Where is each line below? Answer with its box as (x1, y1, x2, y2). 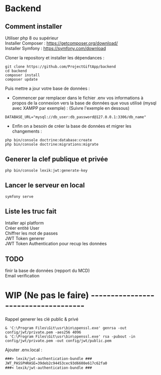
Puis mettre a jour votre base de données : (5, 85, 90, 91)
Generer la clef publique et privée (5, 155, 108, 163)
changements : (12, 128, 42, 134)
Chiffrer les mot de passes (5, 230, 58, 236)
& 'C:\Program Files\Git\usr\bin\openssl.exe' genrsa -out (5, 326, 127, 331)
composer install (5, 73, 40, 78)
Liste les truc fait (5, 207, 57, 216)
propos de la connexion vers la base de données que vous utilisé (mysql (12, 100, 157, 106)
